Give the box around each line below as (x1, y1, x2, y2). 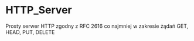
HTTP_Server (5, 3, 72, 17)
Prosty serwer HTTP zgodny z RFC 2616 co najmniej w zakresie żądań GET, (5, 23, 189, 29)
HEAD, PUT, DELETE (5, 28, 55, 35)
